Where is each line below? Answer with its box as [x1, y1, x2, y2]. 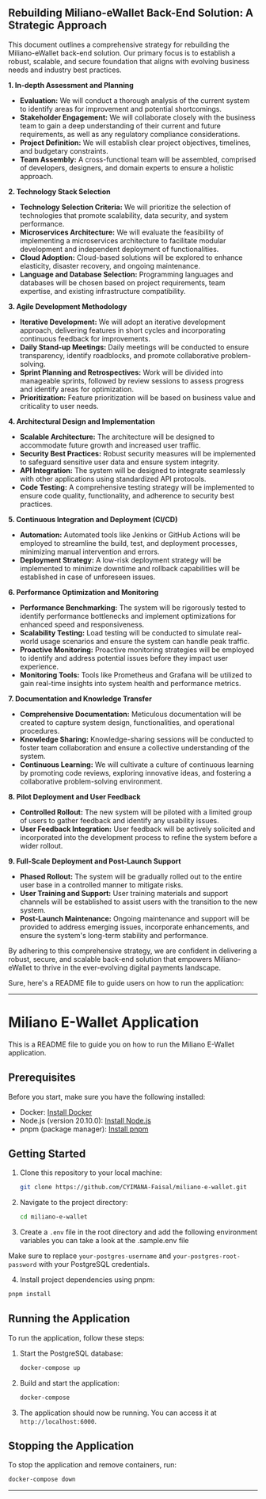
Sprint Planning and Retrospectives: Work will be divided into [19, 368, 223, 377]
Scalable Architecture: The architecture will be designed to [19, 432, 215, 441]
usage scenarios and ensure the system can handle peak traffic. [40, 636, 250, 646]
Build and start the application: [19, 1378, 120, 1387]
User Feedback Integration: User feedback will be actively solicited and [19, 824, 256, 833]
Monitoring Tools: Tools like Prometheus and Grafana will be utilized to [19, 669, 253, 680]
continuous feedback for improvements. [19, 334, 150, 343]
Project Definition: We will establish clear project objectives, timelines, [19, 138, 252, 147]
